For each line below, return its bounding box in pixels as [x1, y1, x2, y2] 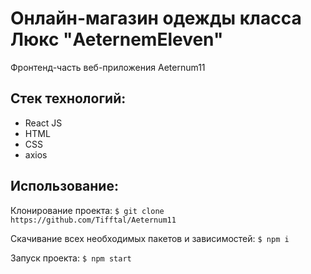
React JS [24, 117, 63, 129]
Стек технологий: [10, 90, 127, 107]
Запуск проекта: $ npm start [10, 252, 132, 264]
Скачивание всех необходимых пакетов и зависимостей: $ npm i [10, 232, 290, 244]
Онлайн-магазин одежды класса [10, 7, 302, 30]
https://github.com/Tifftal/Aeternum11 [10, 215, 177, 225]
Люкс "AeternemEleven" [10, 28, 224, 51]
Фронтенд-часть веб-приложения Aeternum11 [10, 61, 206, 73]
